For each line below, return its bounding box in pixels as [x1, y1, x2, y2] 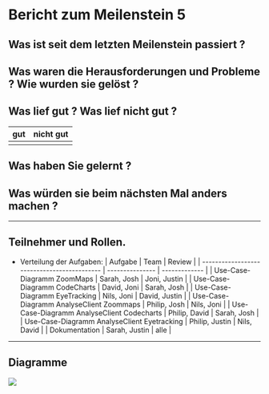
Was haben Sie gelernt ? [8, 159, 132, 173]
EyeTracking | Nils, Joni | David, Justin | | [55, 290, 191, 300]
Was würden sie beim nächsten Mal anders [8, 186, 228, 200]
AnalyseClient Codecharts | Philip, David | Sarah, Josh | [75, 307, 259, 318]
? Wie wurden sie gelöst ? [8, 77, 139, 91]
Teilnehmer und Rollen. [8, 235, 126, 250]
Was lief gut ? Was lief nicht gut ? [8, 104, 178, 118]
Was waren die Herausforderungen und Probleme [8, 64, 261, 78]
